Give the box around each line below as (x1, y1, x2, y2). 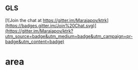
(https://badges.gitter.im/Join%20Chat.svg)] (5, 22, 96, 28)
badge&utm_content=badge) (5, 38, 64, 44)
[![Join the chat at (5, 17, 42, 23)
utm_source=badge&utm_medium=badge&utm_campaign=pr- (5, 33, 133, 39)
